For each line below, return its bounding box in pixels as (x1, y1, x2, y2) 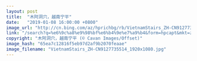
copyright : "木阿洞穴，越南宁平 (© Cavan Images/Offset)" (6, 35, 142, 41)
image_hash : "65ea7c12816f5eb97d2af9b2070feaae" (6, 41, 127, 47)
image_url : (6, 24, 33, 31)
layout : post (6, 8, 38, 15)
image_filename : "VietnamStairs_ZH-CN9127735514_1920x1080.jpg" (6, 46, 167, 52)
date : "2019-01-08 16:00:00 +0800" (6, 19, 98, 25)
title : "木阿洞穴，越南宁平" (6, 14, 72, 20)
